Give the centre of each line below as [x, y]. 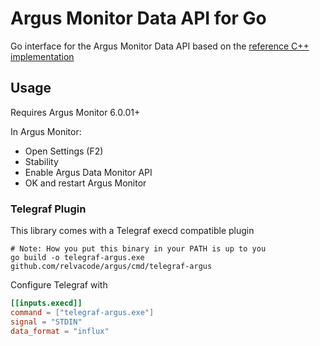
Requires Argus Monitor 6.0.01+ [75, 112]
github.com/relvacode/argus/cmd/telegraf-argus [111, 267]
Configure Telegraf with [59, 285]
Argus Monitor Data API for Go [138, 18]
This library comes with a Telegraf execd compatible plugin [132, 231]
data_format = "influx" [60, 331]
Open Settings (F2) [64, 151]
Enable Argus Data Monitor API [88, 172]
